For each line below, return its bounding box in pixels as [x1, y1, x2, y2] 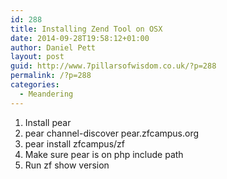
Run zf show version [24, 159, 110, 171]
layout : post [10, 52, 65, 62]
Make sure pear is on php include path [24, 148, 184, 160]
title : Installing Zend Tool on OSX [10, 24, 163, 34]
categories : [10, 80, 60, 90]
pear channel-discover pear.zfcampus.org [24, 127, 200, 139]
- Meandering [19, 89, 74, 99]
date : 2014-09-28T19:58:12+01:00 [10, 33, 150, 43]
